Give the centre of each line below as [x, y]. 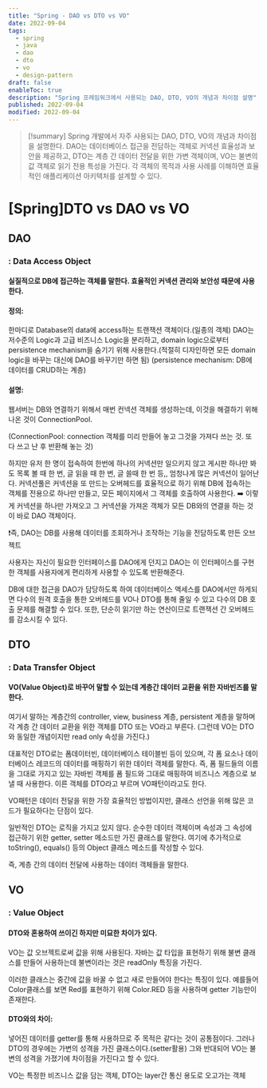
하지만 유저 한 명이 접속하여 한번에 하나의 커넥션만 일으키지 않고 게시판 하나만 [128, 463]
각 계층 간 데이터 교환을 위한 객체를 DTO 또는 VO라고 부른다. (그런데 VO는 [123, 727]
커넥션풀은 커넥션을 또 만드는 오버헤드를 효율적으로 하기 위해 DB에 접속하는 [135, 483]
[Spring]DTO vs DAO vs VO [99, 209]
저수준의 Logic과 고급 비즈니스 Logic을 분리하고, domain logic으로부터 [119, 340]
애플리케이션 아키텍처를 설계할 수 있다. [102, 176]
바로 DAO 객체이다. [46, 516]
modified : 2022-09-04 [44, 113]
